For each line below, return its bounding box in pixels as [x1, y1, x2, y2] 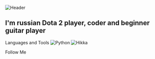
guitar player [5, 27, 46, 35]
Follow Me [5, 49, 26, 55]
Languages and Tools [5, 39, 50, 45]
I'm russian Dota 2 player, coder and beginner [5, 19, 150, 27]
